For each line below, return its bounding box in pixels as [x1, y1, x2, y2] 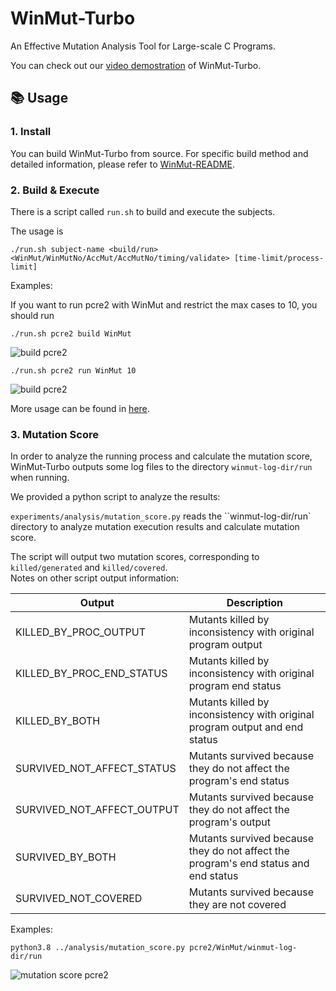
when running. [10, 472, 70, 484]
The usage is [10, 225, 64, 237]
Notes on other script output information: [10, 572, 180, 584]
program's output [188, 815, 272, 829]
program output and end [188, 720, 304, 734]
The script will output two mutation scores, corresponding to [10, 551, 260, 563]
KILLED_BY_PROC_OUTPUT [15, 625, 147, 639]
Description [226, 596, 284, 610]
